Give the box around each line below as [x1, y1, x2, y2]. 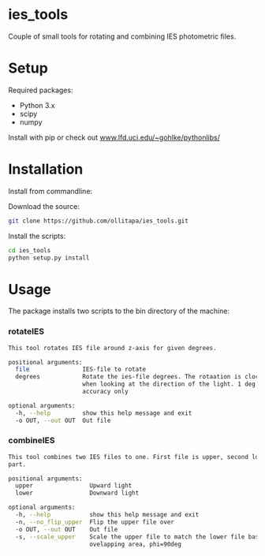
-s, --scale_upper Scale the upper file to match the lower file [15, 532, 245, 541]
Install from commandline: [8, 186, 93, 196]
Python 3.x [19, 100, 55, 110]
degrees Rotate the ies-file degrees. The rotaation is [15, 373, 242, 381]
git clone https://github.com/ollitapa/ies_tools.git [8, 217, 189, 225]
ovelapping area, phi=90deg [89, 540, 181, 548]
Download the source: [8, 201, 80, 211]
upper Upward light [15, 482, 132, 490]
